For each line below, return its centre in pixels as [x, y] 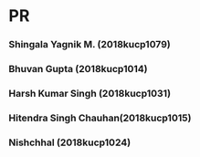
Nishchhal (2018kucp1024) [70, 142]
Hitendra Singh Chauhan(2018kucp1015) [100, 118]
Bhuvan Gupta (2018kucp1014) [78, 69]
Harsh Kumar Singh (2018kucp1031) [89, 93]
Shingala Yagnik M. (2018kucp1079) [89, 45]
